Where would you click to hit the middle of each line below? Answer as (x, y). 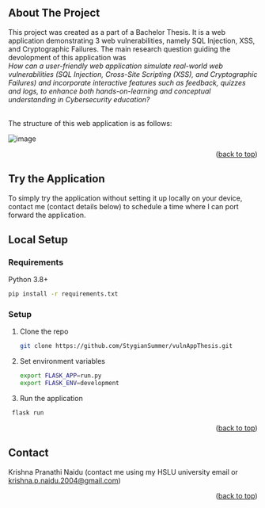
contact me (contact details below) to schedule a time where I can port (123, 206)
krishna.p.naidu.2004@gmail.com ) (64, 480)
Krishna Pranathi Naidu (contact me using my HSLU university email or (123, 472)
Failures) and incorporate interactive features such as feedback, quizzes (127, 82)
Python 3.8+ (28, 280)
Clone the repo (44, 331)
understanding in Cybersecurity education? (79, 99)
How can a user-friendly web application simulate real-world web (116, 66)
